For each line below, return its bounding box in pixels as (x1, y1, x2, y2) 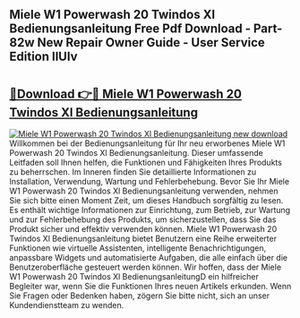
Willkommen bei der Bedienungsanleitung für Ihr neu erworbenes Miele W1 (9, 138, 286, 149)
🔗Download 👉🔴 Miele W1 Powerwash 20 (9, 86, 242, 101)
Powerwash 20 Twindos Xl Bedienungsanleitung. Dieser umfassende (9, 148, 264, 158)
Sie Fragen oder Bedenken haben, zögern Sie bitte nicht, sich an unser (9, 290, 270, 301)
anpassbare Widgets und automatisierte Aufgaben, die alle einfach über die (9, 253, 288, 262)
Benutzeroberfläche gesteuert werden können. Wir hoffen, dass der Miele (9, 262, 282, 272)
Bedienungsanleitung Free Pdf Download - (9, 21, 251, 37)
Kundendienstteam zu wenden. (9, 300, 124, 310)
